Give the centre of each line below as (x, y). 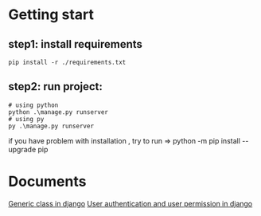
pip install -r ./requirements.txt (67, 62)
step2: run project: (56, 86)
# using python (33, 105)
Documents (47, 182)
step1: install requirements (76, 44)
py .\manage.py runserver (51, 126)
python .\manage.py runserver (58, 112)
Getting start (51, 15)
